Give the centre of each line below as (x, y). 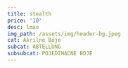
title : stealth (30, 14)
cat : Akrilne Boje (34, 40)
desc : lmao (23, 27)
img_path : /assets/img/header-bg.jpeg (64, 34)
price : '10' (25, 21)
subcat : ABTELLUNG (34, 47)
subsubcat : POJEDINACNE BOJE (50, 54)
